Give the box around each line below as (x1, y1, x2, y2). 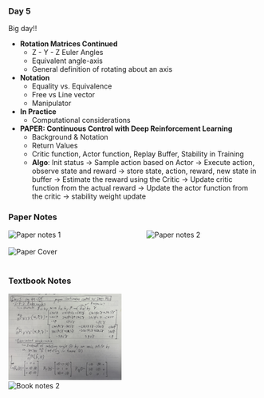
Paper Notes (8, 211, 57, 223)
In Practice (19, 107, 57, 116)
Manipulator (31, 98, 72, 108)
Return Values (31, 141, 78, 151)
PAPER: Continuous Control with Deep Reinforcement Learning (19, 124, 233, 133)
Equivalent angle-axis (31, 56, 104, 65)
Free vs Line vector (31, 90, 96, 100)
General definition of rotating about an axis (31, 65, 173, 74)
